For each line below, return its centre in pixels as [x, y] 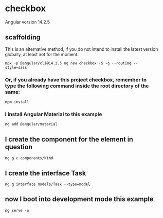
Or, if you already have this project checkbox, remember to [76, 79]
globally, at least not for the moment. [42, 54]
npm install [17, 102]
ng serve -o [17, 210]
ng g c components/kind [29, 158]
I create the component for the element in [69, 139]
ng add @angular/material [31, 124]
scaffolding [23, 37]
